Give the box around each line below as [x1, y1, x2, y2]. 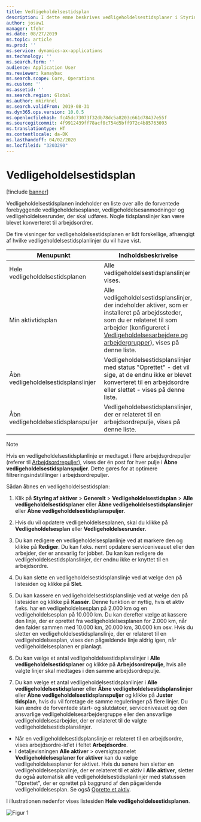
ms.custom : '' [6, 81, 42, 87]
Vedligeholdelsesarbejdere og [103, 331, 188, 339]
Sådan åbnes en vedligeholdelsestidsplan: [6, 483, 111, 490]
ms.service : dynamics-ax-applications [6, 48, 103, 54]
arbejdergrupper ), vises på [103, 338, 179, 346]
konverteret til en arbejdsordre [103, 378, 190, 386]
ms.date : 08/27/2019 [6, 31, 58, 37]
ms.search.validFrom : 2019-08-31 [6, 103, 90, 110]
